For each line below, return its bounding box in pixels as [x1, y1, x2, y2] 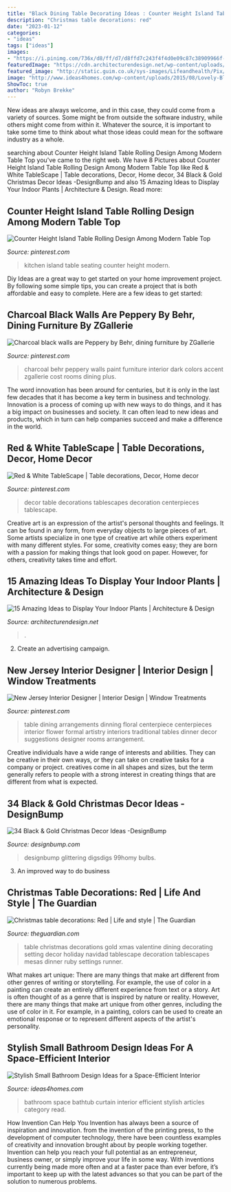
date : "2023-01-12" [7, 23, 63, 30]
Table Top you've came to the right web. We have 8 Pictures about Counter [7, 156, 220, 164]
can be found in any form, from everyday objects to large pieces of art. [7, 526, 208, 535]
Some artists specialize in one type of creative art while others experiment [7, 533, 218, 542]
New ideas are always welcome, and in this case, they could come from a [7, 106, 215, 115]
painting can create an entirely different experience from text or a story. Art [7, 985, 220, 993]
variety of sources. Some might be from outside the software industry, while [7, 113, 223, 121]
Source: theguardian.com [7, 929, 80, 937]
